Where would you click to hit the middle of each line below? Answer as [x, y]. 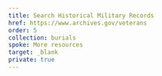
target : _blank [33, 52]
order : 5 [23, 30]
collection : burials [42, 38]
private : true [32, 60]
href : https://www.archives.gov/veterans [78, 23]
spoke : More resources [46, 45]
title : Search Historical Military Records [81, 15]
